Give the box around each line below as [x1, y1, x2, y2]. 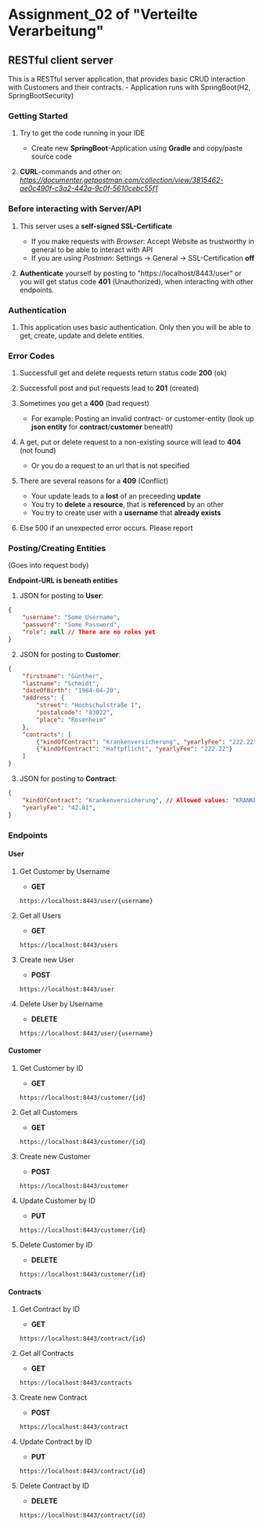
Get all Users [19, 911, 62, 920]
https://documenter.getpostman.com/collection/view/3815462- [19, 175, 224, 185]
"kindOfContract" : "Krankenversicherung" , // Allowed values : [22, 796, 229, 804]
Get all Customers [19, 1107, 78, 1116]
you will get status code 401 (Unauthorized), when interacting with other [19, 276, 254, 286]
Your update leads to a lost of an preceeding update [31, 491, 201, 501]
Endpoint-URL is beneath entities [8, 575, 118, 586]
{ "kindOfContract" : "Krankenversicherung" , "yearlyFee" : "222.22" [36, 738, 258, 746]
